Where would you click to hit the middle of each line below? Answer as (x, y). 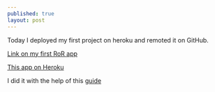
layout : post (26, 20)
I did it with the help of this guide (54, 80)
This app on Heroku (36, 67)
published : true (31, 14)
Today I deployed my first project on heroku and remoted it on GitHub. (108, 40)
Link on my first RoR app (43, 54)
